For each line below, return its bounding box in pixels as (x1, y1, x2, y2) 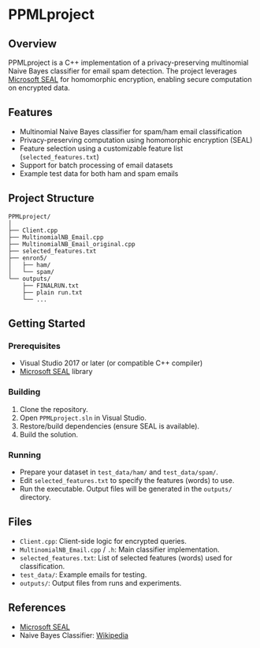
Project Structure (8, 192, 95, 205)
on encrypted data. (8, 83, 71, 92)
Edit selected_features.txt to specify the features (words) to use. (19, 475, 235, 485)
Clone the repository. (19, 404, 88, 414)
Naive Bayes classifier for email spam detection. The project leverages (8, 66, 238, 76)
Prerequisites (8, 340, 61, 351)
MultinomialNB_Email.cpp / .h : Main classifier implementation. (19, 545, 220, 554)
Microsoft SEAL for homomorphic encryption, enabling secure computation (8, 75, 252, 84)
